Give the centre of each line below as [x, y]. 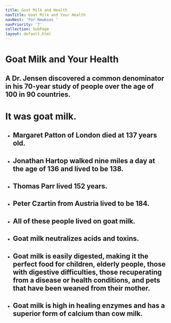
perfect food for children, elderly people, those [89, 264]
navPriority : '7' [24, 24]
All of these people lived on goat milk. [74, 221]
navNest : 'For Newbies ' [32, 20]
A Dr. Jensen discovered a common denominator [85, 78]
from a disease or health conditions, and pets [86, 280]
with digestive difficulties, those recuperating [87, 272]
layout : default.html [28, 34]
